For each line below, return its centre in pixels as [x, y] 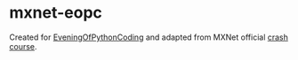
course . [23, 46]
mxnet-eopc [56, 13]
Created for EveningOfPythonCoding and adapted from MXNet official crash [149, 37]
